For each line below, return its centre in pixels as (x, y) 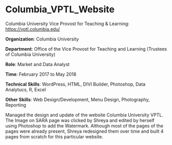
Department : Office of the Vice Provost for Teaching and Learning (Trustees (86, 49)
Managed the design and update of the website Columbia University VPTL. (84, 115)
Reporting (16, 105)
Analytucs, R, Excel (26, 89)
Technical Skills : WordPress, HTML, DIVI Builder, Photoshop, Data (75, 84)
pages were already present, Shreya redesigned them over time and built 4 (84, 131)
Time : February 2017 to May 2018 (41, 74)
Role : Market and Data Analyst (37, 64)
